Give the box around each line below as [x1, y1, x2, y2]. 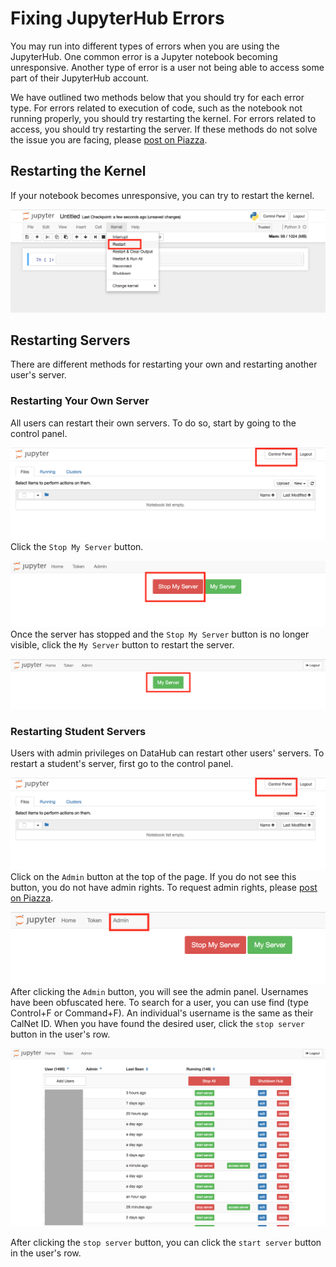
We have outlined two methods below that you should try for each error [10, 91, 305, 103]
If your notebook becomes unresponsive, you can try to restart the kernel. [10, 189, 315, 201]
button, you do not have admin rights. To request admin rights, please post [10, 882, 318, 894]
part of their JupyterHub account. [10, 72, 150, 84]
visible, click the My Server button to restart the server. [10, 639, 235, 651]
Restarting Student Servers [10, 724, 147, 738]
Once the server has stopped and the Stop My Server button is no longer [10, 628, 310, 641]
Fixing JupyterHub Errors [10, 7, 225, 30]
